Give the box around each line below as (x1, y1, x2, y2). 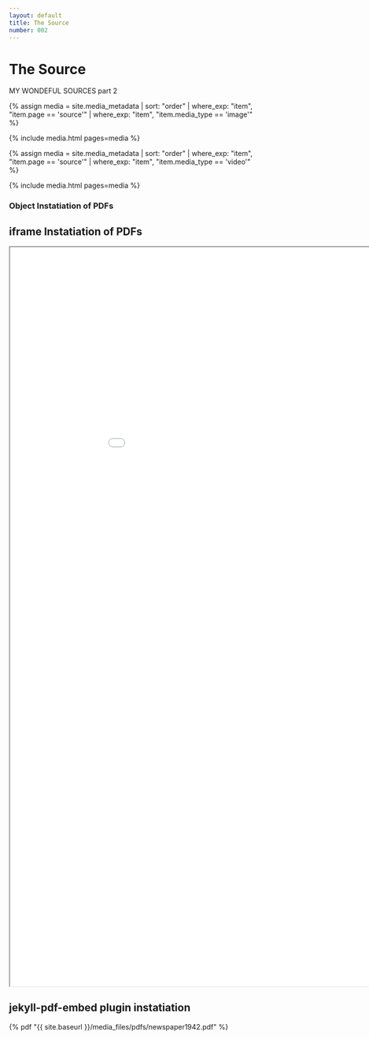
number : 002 (9, 26, 48, 34)
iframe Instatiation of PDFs (9, 225, 142, 238)
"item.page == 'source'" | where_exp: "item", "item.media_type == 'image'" (9, 110, 253, 119)
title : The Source (9, 19, 69, 27)
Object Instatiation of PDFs (9, 200, 114, 211)
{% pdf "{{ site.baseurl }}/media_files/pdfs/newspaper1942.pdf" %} (9, 1022, 229, 1031)
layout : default (9, 11, 62, 20)
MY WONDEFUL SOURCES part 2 (9, 86, 117, 95)
